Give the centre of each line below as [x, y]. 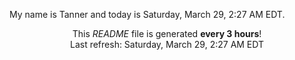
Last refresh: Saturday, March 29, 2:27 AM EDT [167, 44]
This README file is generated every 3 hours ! [167, 33]
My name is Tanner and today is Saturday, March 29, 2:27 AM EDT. [147, 14]
